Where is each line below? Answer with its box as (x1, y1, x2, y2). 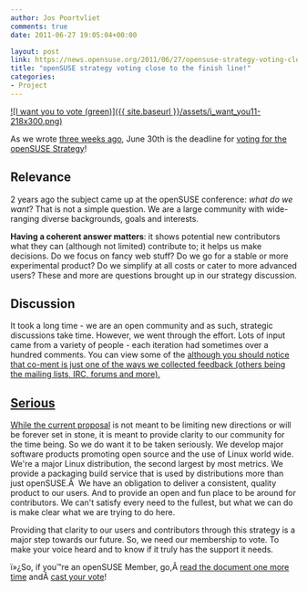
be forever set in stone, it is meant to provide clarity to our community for (10, 429, 285, 440)
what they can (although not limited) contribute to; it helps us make (10, 240, 262, 251)
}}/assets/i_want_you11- (172, 106, 261, 117)
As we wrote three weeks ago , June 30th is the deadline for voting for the (10, 133, 288, 144)
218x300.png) (10, 115, 63, 126)
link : (10, 56, 31, 65)
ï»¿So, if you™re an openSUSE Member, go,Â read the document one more (10, 562, 290, 573)
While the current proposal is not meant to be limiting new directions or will (10, 419, 292, 430)
